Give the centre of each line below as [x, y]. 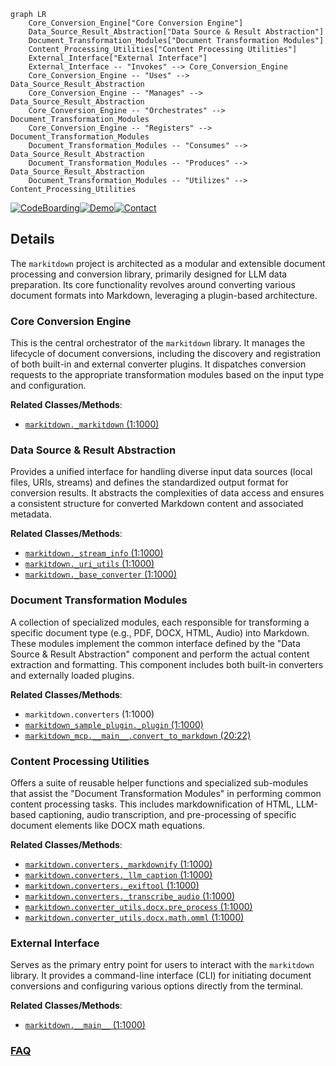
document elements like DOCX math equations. [108, 825]
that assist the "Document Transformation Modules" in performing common [166, 793]
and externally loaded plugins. [72, 675]
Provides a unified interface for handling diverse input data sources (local [161, 472]
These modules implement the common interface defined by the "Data [155, 643]
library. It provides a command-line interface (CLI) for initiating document [161, 976]
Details [32, 239]
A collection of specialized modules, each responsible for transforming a [160, 622]
